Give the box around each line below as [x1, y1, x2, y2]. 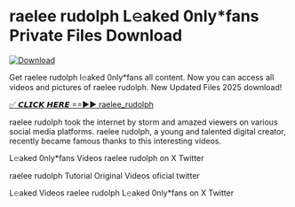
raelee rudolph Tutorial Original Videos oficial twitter [9, 170, 200, 180]
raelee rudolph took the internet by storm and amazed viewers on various [9, 117, 278, 127]
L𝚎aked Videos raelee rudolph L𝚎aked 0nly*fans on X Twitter [9, 188, 234, 198]
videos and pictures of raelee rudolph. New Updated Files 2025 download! [9, 81, 283, 92]
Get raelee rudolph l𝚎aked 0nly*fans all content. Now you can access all [9, 72, 275, 82]
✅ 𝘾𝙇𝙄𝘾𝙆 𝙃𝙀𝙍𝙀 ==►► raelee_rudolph [9, 99, 154, 110]
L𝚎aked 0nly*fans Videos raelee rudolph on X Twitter [9, 152, 204, 163]
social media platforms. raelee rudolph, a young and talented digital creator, [9, 126, 286, 136]
